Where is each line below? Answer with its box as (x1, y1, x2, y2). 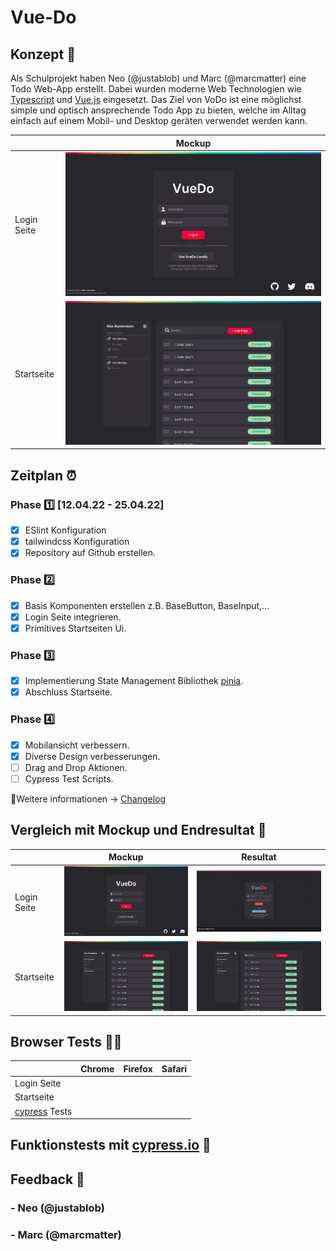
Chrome (80, 1062, 115, 1075)
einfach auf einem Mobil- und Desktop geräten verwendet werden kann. (10, 115, 308, 126)
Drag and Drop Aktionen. (24, 761, 128, 773)
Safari (161, 1062, 188, 1075)
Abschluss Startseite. (24, 686, 113, 698)
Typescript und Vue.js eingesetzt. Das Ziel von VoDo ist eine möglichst (10, 94, 302, 105)
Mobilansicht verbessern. (24, 739, 130, 751)
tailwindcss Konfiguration (24, 536, 130, 548)
